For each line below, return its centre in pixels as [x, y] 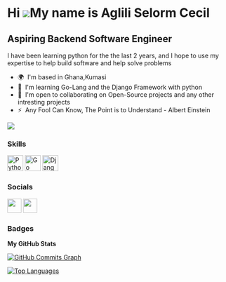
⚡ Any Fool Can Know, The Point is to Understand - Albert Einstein [114, 110]
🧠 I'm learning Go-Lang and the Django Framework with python [109, 87]
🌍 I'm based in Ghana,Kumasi [62, 77]
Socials [20, 187]
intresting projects [44, 102]
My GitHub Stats [32, 243]
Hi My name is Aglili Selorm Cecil [108, 13]
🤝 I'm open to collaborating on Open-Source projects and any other [115, 95]
